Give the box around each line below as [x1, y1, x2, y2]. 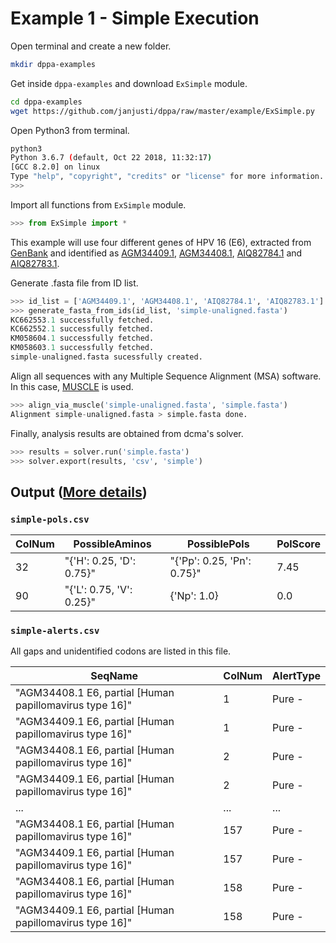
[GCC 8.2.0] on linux [10, 162, 101, 172]
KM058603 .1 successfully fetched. [10, 343, 155, 353]
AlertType [272, 669, 321, 683]
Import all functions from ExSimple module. [10, 198, 187, 211]
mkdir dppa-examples [10, 59, 97, 69]
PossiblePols [187, 537, 250, 551]
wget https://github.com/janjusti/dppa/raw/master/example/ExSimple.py [10, 106, 315, 116]
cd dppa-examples [10, 97, 83, 107]
